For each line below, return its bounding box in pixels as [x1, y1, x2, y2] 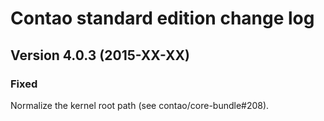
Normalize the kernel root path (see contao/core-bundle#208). [10, 99, 270, 111]
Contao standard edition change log [10, 7, 315, 30]
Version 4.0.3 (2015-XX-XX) [10, 47, 190, 64]
